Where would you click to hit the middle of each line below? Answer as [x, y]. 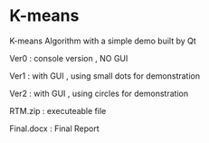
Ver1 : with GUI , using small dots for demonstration [105, 76]
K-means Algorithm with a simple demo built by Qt [103, 41]
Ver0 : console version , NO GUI [69, 58]
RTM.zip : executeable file [58, 110]
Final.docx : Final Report [54, 129]
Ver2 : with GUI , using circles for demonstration [99, 93]
